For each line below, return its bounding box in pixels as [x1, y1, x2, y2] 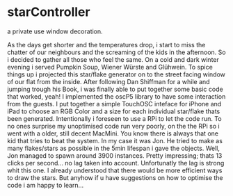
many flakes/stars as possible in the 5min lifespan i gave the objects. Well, [7, 144, 220, 152]
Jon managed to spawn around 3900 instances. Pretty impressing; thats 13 [7, 151, 223, 160]
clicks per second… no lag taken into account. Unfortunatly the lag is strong [7, 158, 225, 167]
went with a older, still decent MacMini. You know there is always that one [7, 129, 219, 138]
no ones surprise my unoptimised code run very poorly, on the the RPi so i [7, 122, 220, 130]
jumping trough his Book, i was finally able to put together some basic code [7, 85, 224, 93]
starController [7, 4, 90, 20]
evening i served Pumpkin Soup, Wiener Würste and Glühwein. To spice [7, 63, 214, 71]
